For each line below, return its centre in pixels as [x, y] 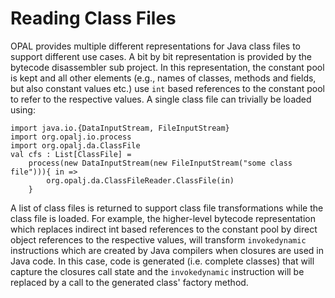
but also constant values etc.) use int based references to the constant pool [167, 88]
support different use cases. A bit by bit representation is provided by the [161, 56]
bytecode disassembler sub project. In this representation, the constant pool [167, 67]
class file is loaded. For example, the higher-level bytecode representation [163, 218]
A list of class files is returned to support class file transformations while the [167, 208]
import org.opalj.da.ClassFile [75, 145]
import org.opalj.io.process [71, 137]
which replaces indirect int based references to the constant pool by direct [164, 229]
